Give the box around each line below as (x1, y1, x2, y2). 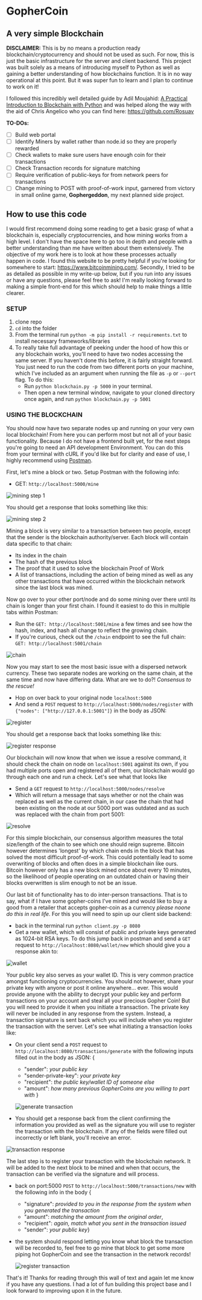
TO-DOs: (6, 119, 29, 127)
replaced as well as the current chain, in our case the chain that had (14, 798, 184, 805)
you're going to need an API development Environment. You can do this (6, 443, 184, 451)
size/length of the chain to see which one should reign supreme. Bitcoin (6, 840, 185, 847)
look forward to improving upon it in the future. (6, 1287, 122, 1294)
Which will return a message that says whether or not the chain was (14, 791, 184, 798)
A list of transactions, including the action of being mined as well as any (14, 571, 194, 578)
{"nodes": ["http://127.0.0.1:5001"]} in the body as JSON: (14, 707, 167, 714)
